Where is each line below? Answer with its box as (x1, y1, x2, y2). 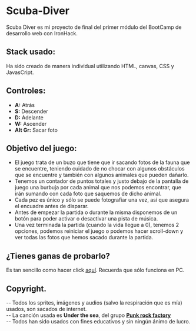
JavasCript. (6, 69, 34, 76)
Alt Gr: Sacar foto (14, 126, 58, 133)
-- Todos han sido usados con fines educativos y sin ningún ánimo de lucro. (6, 318, 191, 325)
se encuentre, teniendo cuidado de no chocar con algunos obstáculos (14, 165, 185, 172)
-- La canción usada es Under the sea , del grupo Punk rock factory (6, 312, 171, 319)
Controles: (6, 86, 46, 96)
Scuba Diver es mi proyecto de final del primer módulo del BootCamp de (6, 24, 182, 31)
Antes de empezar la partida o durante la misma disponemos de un (14, 209, 178, 216)
